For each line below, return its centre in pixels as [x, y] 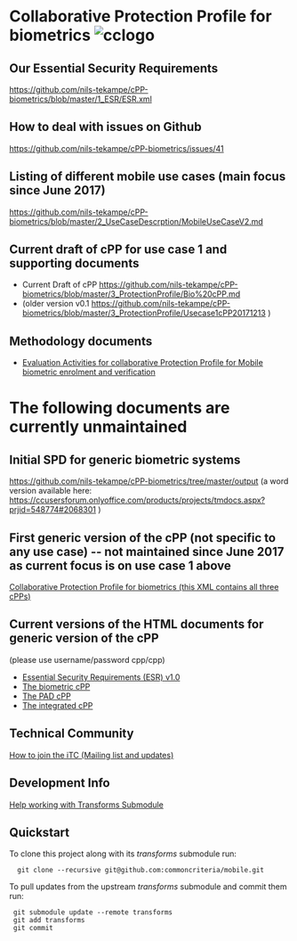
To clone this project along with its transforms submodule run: [123, 854]
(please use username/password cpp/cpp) [88, 659]
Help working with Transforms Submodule [87, 805]
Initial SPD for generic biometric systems [125, 459]
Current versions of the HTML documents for [136, 624]
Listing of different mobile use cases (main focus [148, 177]
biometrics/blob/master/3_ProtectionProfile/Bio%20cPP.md [131, 294]
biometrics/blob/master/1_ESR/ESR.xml [81, 99]
